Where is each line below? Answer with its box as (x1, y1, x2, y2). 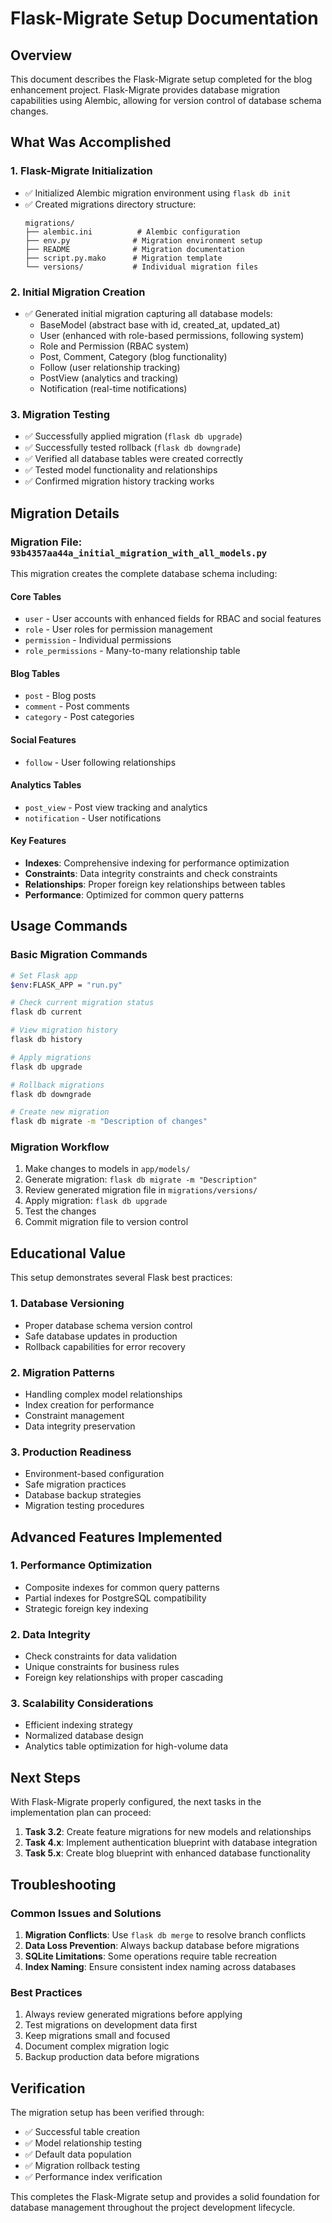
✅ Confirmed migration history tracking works (24, 475, 215, 487)
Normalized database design (24, 1730, 144, 1742)
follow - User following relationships (24, 756, 177, 768)
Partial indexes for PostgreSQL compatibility (24, 1592, 207, 1604)
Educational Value (10, 1245, 126, 1262)
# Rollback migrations (10, 1080, 105, 1090)
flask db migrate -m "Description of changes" (10, 1117, 208, 1127)
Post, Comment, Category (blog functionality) (39, 350, 228, 362)
